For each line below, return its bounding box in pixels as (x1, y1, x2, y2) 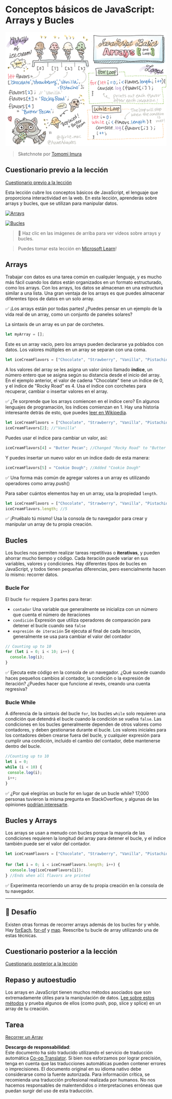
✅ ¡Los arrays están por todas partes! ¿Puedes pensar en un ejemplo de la (5, 305, 162, 312)
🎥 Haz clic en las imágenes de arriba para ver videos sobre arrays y (17, 230, 161, 236)
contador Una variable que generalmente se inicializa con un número (12, 606, 158, 612)
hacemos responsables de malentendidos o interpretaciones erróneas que (5, 1082, 163, 1089)
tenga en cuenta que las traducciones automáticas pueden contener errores (5, 1061, 166, 1067)
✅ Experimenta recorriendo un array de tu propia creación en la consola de (5, 882, 164, 889)
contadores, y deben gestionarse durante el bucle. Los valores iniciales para (5, 727, 166, 733)
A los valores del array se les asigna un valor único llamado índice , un (5, 367, 153, 373)
